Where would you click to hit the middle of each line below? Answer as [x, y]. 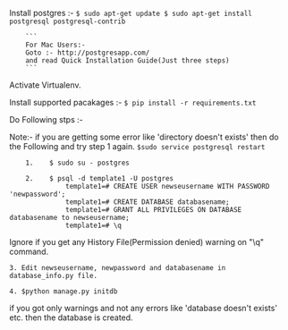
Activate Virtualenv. [45, 85]
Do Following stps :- [46, 119]
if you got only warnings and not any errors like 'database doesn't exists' [144, 308]
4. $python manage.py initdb [64, 292]
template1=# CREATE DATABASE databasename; [148, 202]
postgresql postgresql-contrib [68, 21]
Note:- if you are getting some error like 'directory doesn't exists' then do [144, 137]
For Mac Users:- [56, 45]
